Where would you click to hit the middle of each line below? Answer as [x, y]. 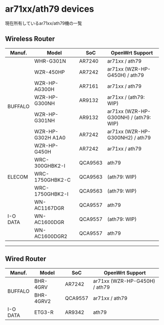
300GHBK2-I [50, 166]
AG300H [44, 89]
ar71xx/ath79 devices [50, 9]
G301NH [44, 120]
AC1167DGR [49, 208]
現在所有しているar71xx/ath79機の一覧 [43, 23]
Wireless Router [30, 39]
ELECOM [18, 176]
